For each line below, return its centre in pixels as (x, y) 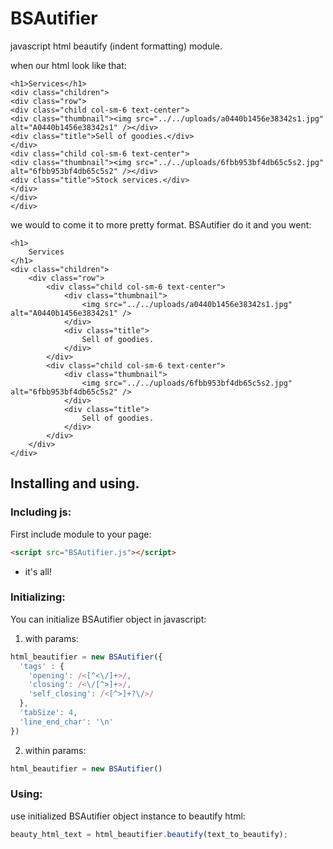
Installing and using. (75, 483)
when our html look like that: (68, 65)
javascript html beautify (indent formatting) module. (116, 46)
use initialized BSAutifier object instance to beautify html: (128, 816)
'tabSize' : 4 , (48, 713)
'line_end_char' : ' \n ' (66, 722)
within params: (55, 750)
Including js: (41, 512)
